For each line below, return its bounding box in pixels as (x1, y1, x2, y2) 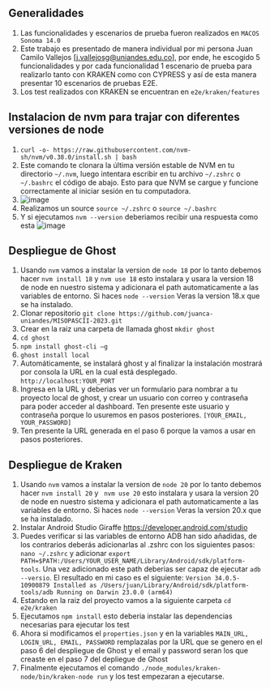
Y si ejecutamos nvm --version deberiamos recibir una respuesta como (19, 212, 259, 221)
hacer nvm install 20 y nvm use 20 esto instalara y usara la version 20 (19, 488, 259, 498)
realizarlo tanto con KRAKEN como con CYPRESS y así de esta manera (19, 69, 257, 79)
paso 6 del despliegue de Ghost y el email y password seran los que (19, 646, 249, 656)
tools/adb (19, 588, 54, 597)
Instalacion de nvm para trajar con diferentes (8, 110, 241, 124)
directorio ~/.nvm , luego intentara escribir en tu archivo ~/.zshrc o (19, 169, 241, 178)
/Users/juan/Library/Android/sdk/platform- (100, 581, 250, 590)
